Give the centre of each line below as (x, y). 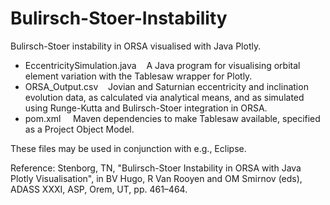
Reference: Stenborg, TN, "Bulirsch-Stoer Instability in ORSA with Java (156, 168)
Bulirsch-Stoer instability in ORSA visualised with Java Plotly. (136, 46)
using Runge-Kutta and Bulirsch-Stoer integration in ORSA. (146, 108)
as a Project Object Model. (79, 129)
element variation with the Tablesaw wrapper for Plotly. (138, 76)
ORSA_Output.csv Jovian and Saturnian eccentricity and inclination (166, 86)
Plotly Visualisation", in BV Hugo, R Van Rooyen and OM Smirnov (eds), (156, 178)
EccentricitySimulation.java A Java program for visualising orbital (162, 65)
